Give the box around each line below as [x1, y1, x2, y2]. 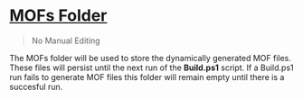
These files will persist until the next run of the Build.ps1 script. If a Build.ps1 [9, 62, 294, 73]
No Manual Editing [31, 35, 101, 46]
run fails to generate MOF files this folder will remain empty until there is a [9, 71, 285, 82]
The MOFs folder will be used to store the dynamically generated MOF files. [9, 52, 292, 63]
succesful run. [9, 81, 63, 92]
